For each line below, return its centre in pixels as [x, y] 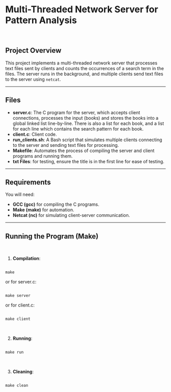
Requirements [28, 182]
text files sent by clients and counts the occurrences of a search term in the [85, 68]
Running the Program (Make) [52, 236]
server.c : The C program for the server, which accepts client [76, 112]
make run [15, 352]
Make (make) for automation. [44, 210]
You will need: [20, 194]
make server [18, 296]
